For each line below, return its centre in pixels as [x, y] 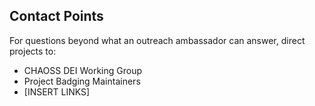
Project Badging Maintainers [82, 81]
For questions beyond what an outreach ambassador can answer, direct [157, 40]
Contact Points [56, 16]
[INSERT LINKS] [57, 91]
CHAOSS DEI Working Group [82, 70]
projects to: [33, 51]
